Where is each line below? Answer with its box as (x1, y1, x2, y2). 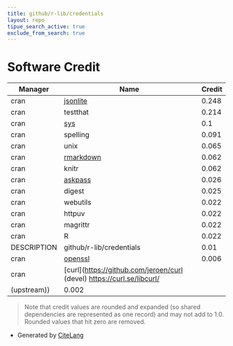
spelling (63, 130, 90, 139)
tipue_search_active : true (7, 23, 85, 30)
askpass (63, 175, 92, 184)
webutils (63, 198, 92, 207)
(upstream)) (10, 285, 50, 295)
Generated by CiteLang (17, 331, 85, 340)
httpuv (63, 209, 85, 218)
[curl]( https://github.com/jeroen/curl (63, 265, 183, 275)
